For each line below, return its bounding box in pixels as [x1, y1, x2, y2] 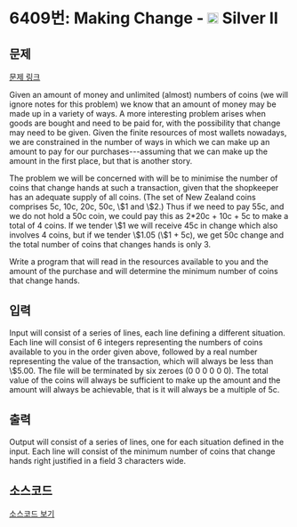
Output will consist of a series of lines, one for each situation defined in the [9, 436, 285, 447]
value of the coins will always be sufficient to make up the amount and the [9, 375, 281, 385]
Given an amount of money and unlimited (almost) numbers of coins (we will [9, 90, 289, 100]
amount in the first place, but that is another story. [9, 156, 193, 166]
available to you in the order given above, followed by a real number [9, 346, 258, 357]
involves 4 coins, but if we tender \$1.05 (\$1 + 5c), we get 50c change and [9, 230, 285, 240]
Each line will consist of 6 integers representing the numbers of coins [9, 336, 263, 347]
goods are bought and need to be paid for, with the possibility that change [9, 118, 281, 128]
